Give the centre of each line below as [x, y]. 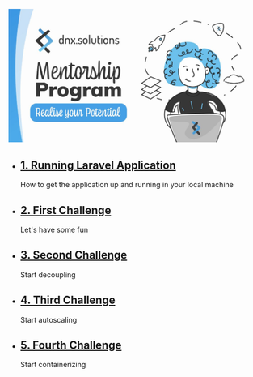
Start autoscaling [48, 319]
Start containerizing [53, 365]
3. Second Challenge [74, 255]
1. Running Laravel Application [98, 165]
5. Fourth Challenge [71, 345]
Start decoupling [48, 274]
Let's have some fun [54, 229]
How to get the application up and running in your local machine [127, 185]
